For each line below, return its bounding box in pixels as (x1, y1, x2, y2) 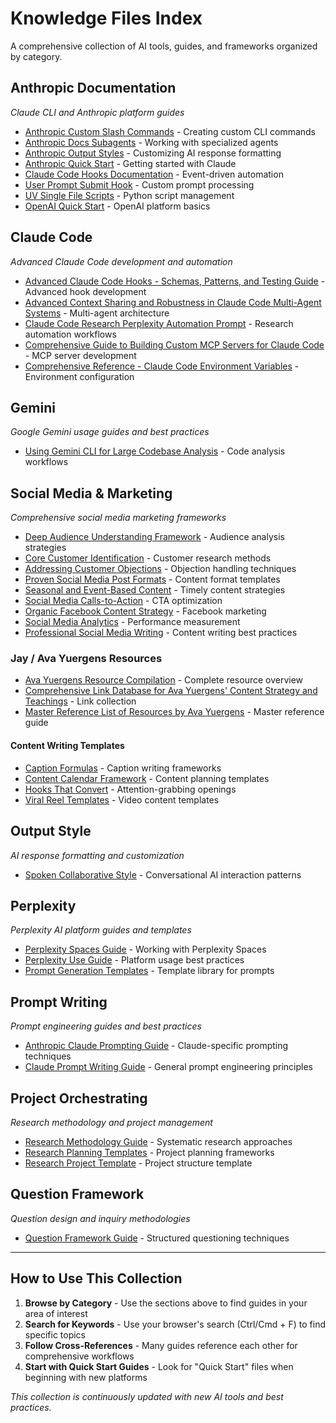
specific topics (24, 1328, 87, 1341)
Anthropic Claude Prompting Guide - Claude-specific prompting (24, 1040, 289, 1052)
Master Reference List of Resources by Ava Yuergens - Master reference (24, 706, 325, 718)
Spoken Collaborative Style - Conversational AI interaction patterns (24, 868, 302, 881)
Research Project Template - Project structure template (24, 1157, 253, 1169)
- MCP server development (24, 349, 137, 361)
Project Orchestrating (10, 1090, 148, 1107)
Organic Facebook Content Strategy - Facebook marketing (24, 605, 267, 617)
